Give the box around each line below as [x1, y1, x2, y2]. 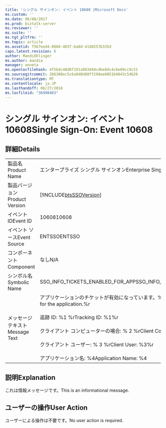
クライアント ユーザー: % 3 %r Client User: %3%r [40, 341, 154, 348]
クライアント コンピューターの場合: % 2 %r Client [40, 328, 154, 335]
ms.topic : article [5, 40, 43, 45]
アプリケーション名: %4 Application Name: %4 [40, 355, 147, 362]
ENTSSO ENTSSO [40, 233, 80, 240]
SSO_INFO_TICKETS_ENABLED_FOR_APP [40, 278, 136, 285]
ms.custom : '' [5, 12, 35, 17]
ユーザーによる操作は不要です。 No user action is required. [5, 418, 124, 423]
